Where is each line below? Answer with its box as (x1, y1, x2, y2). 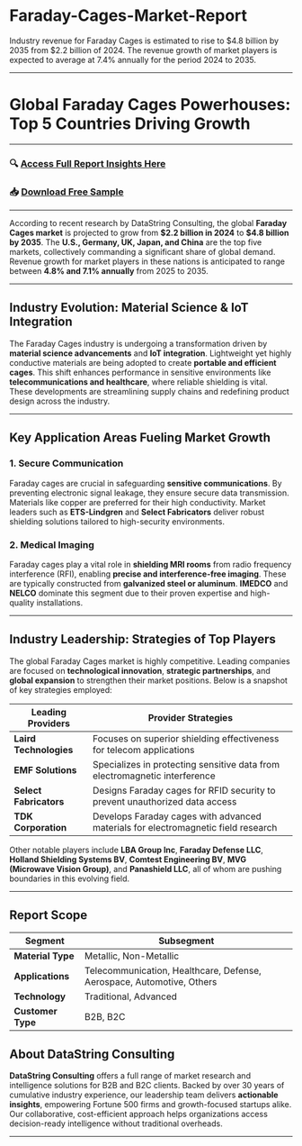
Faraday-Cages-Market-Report (9, 5, 248, 26)
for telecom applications (93, 743, 195, 756)
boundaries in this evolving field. (9, 873, 130, 884)
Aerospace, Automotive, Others (84, 975, 218, 987)
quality (9, 596, 35, 608)
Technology (13, 990, 66, 1003)
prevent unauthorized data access (93, 795, 237, 807)
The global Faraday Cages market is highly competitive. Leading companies (9, 655, 290, 667)
